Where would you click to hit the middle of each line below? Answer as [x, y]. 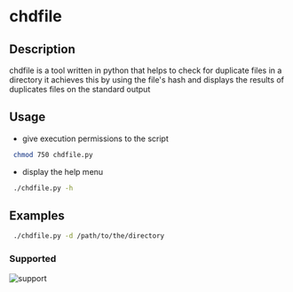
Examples [37, 215]
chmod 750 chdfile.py [53, 154]
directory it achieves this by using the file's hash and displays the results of [146, 80]
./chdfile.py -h [43, 188]
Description [42, 49]
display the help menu [63, 171]
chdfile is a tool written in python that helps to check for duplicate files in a [146, 70]
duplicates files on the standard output [80, 89]
